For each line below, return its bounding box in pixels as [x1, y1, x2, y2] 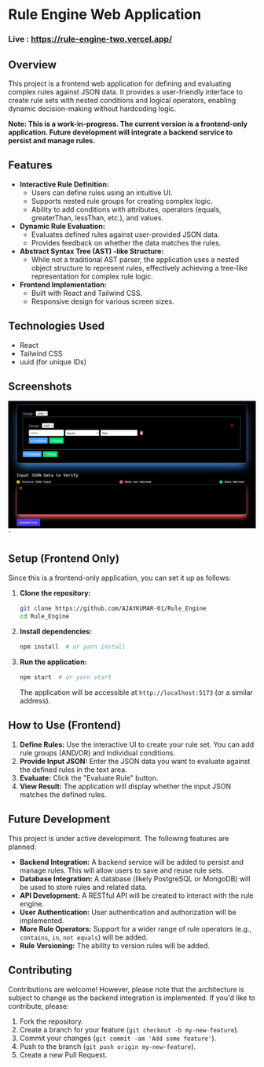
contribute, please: [8, 1001, 69, 1010]
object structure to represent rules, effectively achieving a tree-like [31, 263, 248, 272]
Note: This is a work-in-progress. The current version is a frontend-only [8, 119, 248, 128]
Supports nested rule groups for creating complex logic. [31, 196, 214, 205]
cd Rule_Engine [19, 612, 70, 621]
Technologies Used [8, 319, 104, 333]
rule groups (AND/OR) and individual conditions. [19, 748, 175, 757]
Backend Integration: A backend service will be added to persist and [19, 857, 244, 866]
